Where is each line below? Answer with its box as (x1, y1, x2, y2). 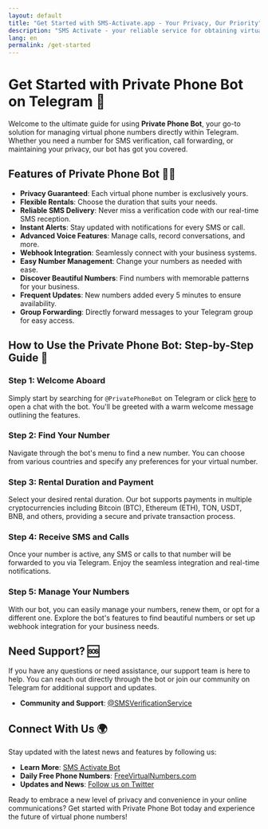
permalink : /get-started (8, 41, 91, 49)
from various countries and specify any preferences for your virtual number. (8, 456, 258, 466)
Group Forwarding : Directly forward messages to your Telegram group (19, 307, 254, 316)
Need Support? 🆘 (8, 645, 100, 658)
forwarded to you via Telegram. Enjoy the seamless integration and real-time (8, 558, 260, 568)
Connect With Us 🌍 (8, 722, 108, 736)
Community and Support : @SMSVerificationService (19, 698, 193, 708)
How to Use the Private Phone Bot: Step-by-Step (8, 339, 254, 352)
